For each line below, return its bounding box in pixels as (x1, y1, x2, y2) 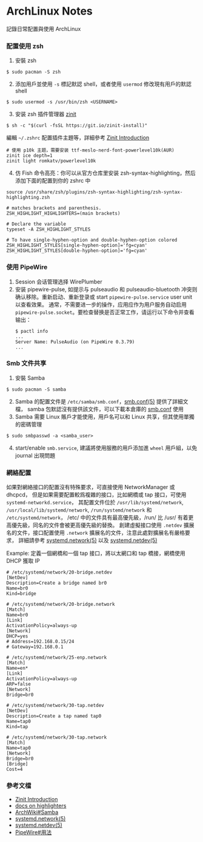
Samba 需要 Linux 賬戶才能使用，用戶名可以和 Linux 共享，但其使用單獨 (15, 412, 195, 420)
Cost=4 (6, 767, 23, 773)
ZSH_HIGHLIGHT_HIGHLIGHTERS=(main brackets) (6, 211, 121, 217)
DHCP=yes (6, 633, 28, 639)
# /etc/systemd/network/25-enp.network (6, 655, 107, 661)
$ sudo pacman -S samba (6, 386, 67, 392)
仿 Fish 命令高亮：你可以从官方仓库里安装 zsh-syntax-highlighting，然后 (15, 169, 196, 177)
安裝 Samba (15, 374, 45, 381)
